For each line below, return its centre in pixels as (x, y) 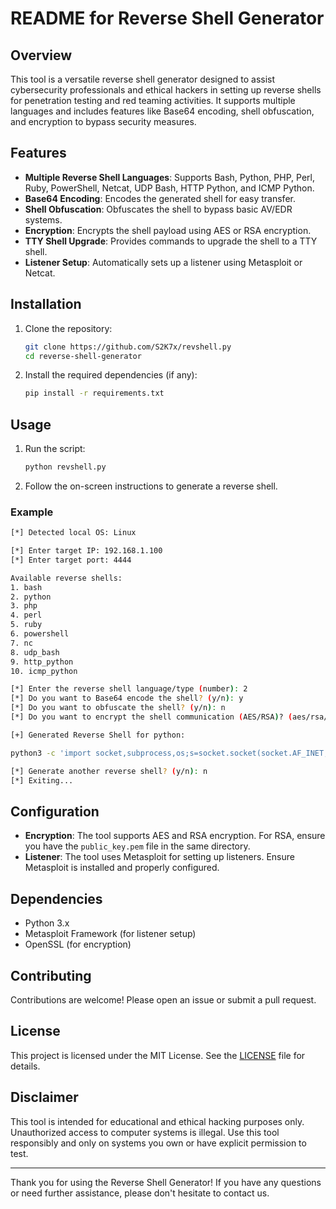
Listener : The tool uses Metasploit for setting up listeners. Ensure (159, 857)
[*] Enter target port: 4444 (71, 560)
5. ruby (26, 625)
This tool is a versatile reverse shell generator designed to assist (143, 79)
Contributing (51, 975)
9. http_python (42, 662)
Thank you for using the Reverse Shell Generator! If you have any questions (166, 1182)
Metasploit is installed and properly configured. (122, 868)
